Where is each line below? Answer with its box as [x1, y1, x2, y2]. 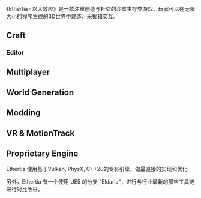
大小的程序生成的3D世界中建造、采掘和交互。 [6, 13, 119, 20]
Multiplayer [6, 67, 50, 77]
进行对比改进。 [6, 185, 43, 193]
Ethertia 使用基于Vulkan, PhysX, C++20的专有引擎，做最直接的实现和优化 [6, 165, 188, 172]
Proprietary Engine [6, 149, 79, 159]
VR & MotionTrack [6, 128, 75, 138]
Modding [6, 107, 41, 118]
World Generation [6, 88, 74, 98]
